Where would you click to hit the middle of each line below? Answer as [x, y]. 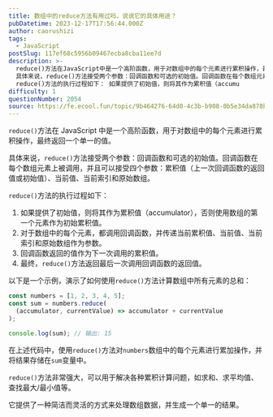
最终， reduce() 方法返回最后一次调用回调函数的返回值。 [113, 264]
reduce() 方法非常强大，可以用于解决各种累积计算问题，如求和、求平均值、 [133, 377]
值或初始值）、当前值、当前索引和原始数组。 [81, 178]
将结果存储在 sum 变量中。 [50, 360]
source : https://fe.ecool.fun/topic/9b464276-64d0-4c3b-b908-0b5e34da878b [138, 106]
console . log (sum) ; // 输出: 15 [60, 333]
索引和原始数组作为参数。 [63, 243]
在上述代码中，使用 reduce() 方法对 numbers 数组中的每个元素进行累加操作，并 [135, 350]
